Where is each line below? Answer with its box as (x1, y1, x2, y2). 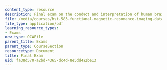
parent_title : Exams (5, 39, 48, 44)
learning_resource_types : (5, 26, 59, 31)
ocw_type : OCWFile (5, 35, 43, 40)
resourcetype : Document (5, 48, 55, 53)
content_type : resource (5, 7, 55, 12)
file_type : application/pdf (5, 21, 64, 26)
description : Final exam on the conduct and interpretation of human (5, 12, 153, 17)
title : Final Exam (5, 53, 43, 58)
